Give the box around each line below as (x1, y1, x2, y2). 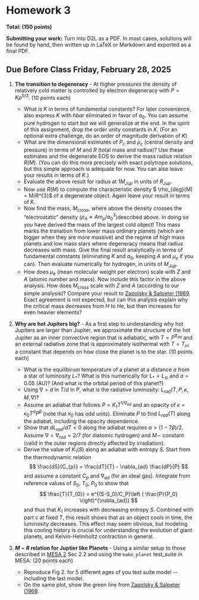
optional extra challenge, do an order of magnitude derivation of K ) (23, 132, 188, 140)
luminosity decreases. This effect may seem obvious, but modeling (23, 520, 188, 527)
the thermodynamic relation (23, 453, 92, 461)
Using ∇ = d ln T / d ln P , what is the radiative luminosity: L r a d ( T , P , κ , (23, 386, 189, 395)
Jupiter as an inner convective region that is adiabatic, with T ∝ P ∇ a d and (14, 333, 193, 341)
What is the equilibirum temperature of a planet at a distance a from (23, 366, 190, 373)
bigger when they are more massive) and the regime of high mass (23, 234, 185, 241)
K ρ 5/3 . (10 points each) (14, 93, 71, 101)
